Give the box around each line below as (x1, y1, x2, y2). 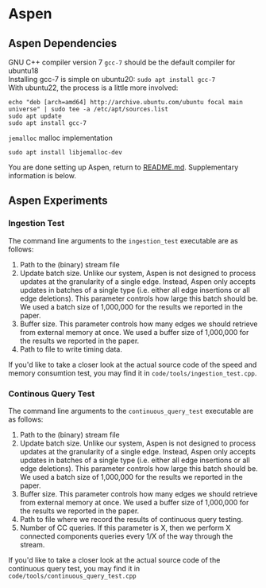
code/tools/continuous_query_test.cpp (8, 572, 137, 580)
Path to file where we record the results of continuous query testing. (19, 514, 244, 524)
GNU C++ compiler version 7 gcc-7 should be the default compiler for (8, 57, 236, 67)
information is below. (8, 171, 77, 180)
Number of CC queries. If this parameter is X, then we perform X (19, 523, 231, 532)
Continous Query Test (8, 387, 95, 399)
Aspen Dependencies (8, 37, 118, 50)
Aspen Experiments (8, 194, 109, 208)
